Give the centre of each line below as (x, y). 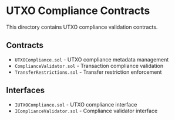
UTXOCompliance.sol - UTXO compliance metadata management (92, 59)
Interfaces (26, 90)
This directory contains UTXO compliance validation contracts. (82, 27)
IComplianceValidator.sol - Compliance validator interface (86, 111)
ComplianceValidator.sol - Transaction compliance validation (89, 66)
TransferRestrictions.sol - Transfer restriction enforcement (88, 72)
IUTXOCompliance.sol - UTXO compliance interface (76, 104)
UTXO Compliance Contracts (78, 11)
